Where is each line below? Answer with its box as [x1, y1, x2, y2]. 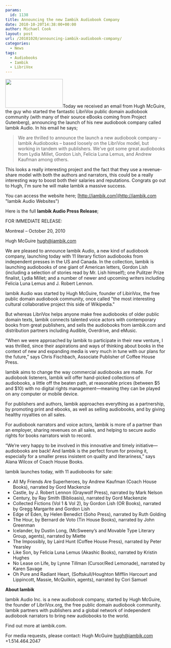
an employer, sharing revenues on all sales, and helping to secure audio [5, 427, 156, 433]
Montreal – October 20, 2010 [5, 228, 65, 234]
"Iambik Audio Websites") [5, 198, 60, 204]
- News [10, 46, 24, 51]
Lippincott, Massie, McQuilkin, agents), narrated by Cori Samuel [12, 577, 148, 583]
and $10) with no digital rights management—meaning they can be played [5, 385, 161, 392]
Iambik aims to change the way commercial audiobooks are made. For [5, 369, 153, 375]
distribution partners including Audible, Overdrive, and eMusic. [5, 327, 138, 333]
